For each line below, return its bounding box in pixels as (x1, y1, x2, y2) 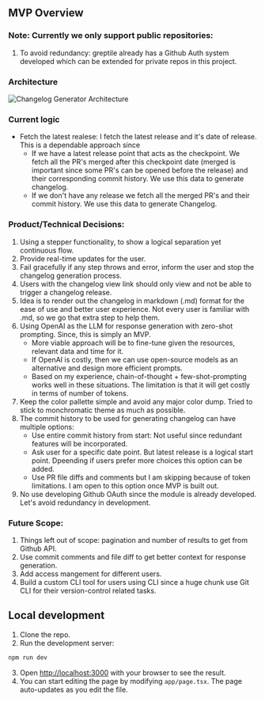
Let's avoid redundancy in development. (19, 498, 151, 507)
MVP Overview (8, 6, 84, 20)
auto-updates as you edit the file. (19, 685, 128, 694)
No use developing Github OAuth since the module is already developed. (19, 489, 257, 499)
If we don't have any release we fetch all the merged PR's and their (31, 191, 251, 200)
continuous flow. (19, 245, 74, 255)
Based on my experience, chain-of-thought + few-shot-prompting (31, 371, 247, 381)
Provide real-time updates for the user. (19, 253, 146, 264)
